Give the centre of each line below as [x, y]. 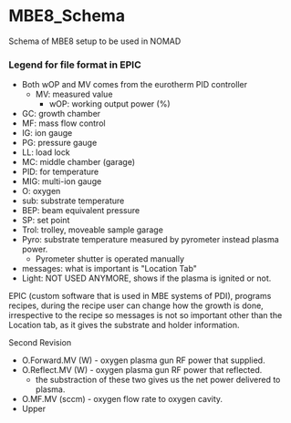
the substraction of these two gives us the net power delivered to [158, 380]
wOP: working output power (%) [109, 104]
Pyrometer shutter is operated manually [109, 259]
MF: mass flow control [63, 123]
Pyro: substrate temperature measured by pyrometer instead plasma [150, 240]
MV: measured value [74, 94]
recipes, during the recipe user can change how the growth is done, [136, 305]
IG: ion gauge [47, 133]
